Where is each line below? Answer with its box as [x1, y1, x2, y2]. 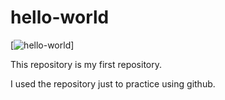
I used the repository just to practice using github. [10, 77, 216, 90]
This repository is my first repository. [10, 58, 163, 70]
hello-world [10, 6, 110, 29]
